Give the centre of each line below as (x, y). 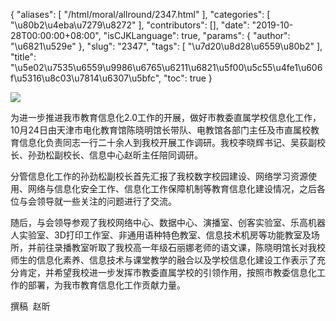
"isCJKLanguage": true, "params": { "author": (197, 35)
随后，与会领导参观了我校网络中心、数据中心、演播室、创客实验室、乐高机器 (168, 222)
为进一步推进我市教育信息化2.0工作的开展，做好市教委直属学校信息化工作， (166, 117)
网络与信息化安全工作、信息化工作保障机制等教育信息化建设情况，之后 (172, 188)
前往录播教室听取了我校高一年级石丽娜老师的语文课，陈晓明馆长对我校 (181, 247)
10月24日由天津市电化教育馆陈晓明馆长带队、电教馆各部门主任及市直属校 (160, 130)
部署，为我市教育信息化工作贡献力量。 (106, 285)
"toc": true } (188, 78)
